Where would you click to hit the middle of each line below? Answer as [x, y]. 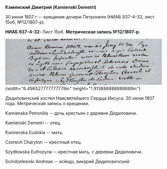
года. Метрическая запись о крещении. [47, 104]
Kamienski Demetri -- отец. [33, 123]
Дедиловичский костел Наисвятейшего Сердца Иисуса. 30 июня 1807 [80, 98]
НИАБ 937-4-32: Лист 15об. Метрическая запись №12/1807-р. [73, 32]
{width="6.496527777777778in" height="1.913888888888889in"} [73, 89]
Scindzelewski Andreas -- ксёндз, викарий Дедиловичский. [68, 162]
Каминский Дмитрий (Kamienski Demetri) [51, 7]
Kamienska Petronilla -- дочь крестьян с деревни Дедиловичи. [71, 113]
